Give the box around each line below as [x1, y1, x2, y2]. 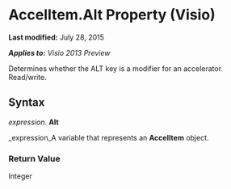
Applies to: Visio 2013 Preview [8, 48, 111, 57]
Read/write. [8, 72, 47, 82]
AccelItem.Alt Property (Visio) [8, 6, 216, 24]
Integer [8, 171, 32, 181]
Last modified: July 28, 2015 [8, 32, 105, 42]
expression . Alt [8, 117, 59, 127]
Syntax [8, 95, 45, 110]
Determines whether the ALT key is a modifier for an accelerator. [8, 63, 224, 73]
